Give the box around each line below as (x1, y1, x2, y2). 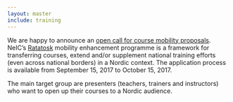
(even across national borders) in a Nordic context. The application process (7, 58, 227, 66)
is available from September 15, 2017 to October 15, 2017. (7, 66, 172, 74)
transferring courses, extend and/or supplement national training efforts (7, 50, 216, 59)
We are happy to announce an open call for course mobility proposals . (7, 36, 211, 44)
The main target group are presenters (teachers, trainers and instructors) (7, 79, 219, 87)
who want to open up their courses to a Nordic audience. (7, 87, 172, 95)
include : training (7, 17, 61, 24)
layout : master (7, 10, 52, 17)
